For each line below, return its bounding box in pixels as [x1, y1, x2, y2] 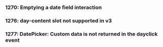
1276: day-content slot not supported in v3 [5, 17, 112, 24]
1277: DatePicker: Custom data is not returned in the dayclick [5, 30, 158, 37]
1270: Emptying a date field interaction [5, 4, 102, 11]
